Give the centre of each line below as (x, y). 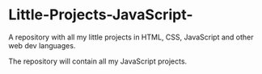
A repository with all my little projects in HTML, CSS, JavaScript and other (131, 37)
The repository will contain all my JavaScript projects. (98, 61)
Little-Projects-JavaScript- (101, 15)
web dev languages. (42, 45)
